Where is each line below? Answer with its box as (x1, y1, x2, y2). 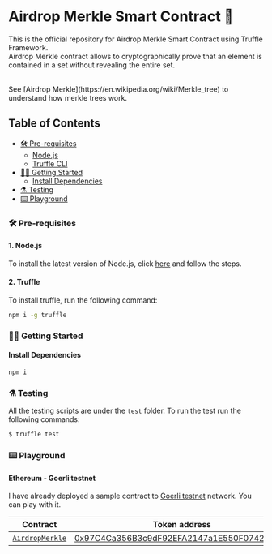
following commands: (8, 414, 80, 424)
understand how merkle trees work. (8, 92, 128, 102)
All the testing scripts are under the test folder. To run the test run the (8, 406, 241, 416)
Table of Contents (8, 117, 101, 131)
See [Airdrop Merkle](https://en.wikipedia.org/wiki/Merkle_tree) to (8, 84, 229, 94)
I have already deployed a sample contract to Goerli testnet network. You (8, 491, 253, 501)
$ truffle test (8, 430, 60, 439)
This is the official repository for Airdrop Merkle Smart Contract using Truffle (8, 34, 263, 44)
